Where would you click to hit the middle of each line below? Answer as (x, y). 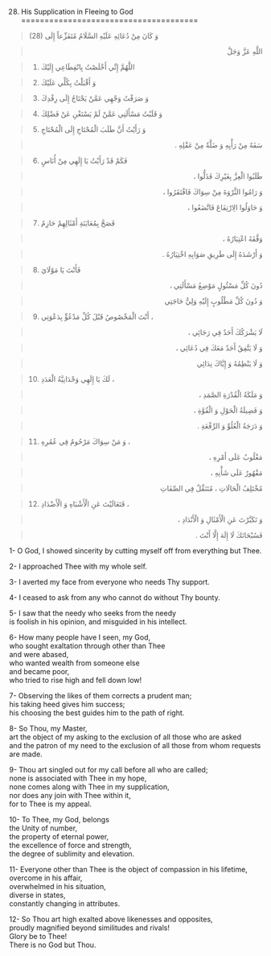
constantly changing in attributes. (65, 904)
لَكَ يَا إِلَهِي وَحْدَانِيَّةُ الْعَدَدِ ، (78, 379)
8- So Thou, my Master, (48, 728)
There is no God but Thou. (53, 945)
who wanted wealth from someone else (74, 663)
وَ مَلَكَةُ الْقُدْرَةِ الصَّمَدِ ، (231, 395)
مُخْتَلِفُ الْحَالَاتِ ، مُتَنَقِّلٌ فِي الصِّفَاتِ (211, 488)
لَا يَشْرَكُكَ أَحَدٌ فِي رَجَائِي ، (225, 332)
